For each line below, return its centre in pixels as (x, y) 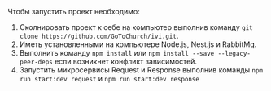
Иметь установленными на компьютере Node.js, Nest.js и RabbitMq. (138, 44)
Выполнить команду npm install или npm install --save (117, 53)
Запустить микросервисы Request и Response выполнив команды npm (141, 70)
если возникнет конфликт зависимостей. (126, 61)
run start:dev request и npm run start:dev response (109, 79)
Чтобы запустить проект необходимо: (74, 12)
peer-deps (36, 62)
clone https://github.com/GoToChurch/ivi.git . (99, 36)
